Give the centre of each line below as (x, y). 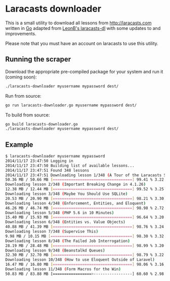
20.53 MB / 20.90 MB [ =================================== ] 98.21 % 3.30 (85, 198)
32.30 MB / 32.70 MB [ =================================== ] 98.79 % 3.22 (85, 255)
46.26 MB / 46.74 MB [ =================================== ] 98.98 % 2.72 (85, 208)
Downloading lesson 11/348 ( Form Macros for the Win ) (63, 269)
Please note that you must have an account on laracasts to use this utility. (82, 43)
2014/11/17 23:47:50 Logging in (39, 161)
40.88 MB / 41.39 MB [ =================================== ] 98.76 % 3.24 (85, 227)
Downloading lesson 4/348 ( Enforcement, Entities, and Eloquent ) (75, 203)
